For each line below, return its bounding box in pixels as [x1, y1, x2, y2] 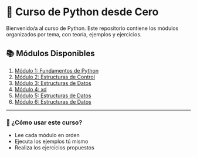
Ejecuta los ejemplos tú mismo [14, 138, 89, 145]
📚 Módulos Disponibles [6, 49, 95, 59]
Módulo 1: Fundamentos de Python [14, 67, 98, 74]
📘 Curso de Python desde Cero [6, 5, 159, 19]
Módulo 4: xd [14, 86, 47, 93]
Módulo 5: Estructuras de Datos [14, 92, 91, 99]
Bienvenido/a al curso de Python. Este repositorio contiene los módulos [6, 25, 179, 32]
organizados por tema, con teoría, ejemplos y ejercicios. [6, 30, 142, 37]
